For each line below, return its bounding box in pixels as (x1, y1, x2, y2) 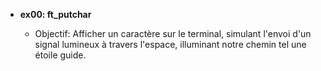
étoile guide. (34, 49, 87, 61)
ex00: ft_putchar (19, 9, 92, 20)
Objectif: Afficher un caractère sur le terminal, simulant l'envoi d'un (34, 28, 312, 39)
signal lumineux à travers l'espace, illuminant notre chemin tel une (34, 39, 307, 50)
